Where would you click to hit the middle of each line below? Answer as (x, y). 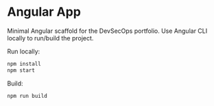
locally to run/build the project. (50, 38)
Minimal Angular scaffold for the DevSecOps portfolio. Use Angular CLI (107, 31)
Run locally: (24, 51)
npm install (24, 64)
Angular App (44, 12)
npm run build (27, 96)
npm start (21, 70)
